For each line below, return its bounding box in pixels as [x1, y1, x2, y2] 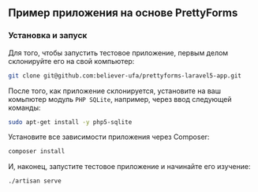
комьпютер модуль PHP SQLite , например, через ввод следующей [8, 94, 232, 104]
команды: [8, 103, 41, 112]
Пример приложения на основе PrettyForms [8, 6, 238, 20]
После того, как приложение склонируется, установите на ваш [8, 86, 221, 96]
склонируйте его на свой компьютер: [8, 56, 135, 66]
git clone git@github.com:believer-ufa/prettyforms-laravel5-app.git [8, 71, 242, 80]
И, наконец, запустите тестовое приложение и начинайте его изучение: [8, 162, 251, 171]
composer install [8, 148, 65, 156]
